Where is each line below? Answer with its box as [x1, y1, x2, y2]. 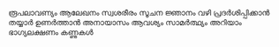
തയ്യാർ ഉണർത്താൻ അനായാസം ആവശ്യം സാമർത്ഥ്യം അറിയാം [8, 17, 242, 27]
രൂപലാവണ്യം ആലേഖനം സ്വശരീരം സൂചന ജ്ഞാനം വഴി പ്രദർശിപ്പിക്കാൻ [8, 8, 270, 17]
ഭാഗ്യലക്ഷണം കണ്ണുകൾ [8, 27, 94, 37]
